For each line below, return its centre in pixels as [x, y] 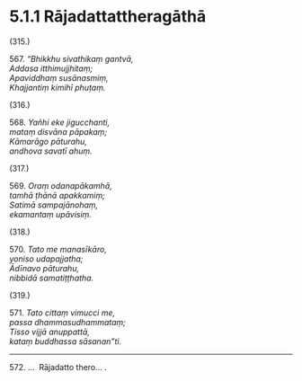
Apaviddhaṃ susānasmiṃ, [59, 77]
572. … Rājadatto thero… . [58, 367]
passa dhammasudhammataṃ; [67, 322]
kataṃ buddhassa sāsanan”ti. [66, 341]
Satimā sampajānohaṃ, [54, 205]
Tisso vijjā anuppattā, [49, 332]
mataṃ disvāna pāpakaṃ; [58, 131]
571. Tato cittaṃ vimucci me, [62, 313]
